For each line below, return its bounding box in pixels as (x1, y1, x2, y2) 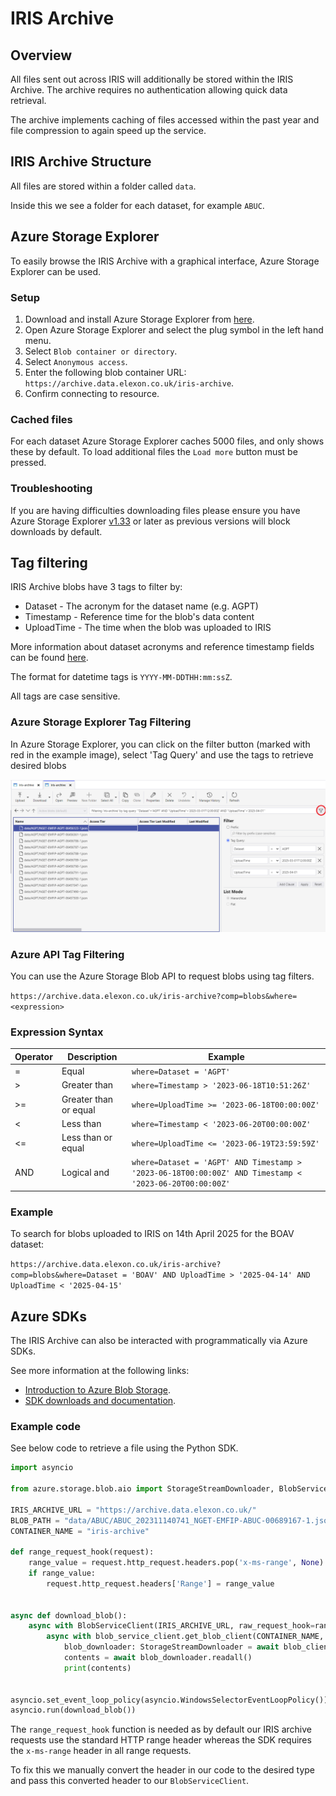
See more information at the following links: (10, 1364, 190, 1376)
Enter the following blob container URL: (24, 366, 187, 378)
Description (67, 1050, 118, 1062)
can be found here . (10, 652, 89, 664)
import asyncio (10, 1463, 74, 1473)
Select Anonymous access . (24, 355, 128, 367)
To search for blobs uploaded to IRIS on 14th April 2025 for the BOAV (10, 1228, 295, 1240)
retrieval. (10, 95, 47, 106)
